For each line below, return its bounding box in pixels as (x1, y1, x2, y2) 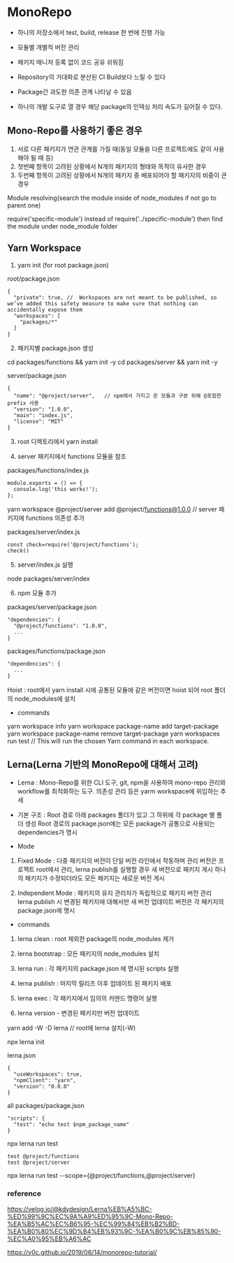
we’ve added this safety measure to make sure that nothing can (7, 300, 198, 307)
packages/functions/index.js (7, 466, 89, 474)
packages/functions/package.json (7, 647, 106, 655)
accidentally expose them (7, 306, 82, 313)
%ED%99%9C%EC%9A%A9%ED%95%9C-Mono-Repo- (7, 1212, 173, 1220)
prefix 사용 (7, 400, 39, 407)
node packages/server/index (7, 574, 90, 583)
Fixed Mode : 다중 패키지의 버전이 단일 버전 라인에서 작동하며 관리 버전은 (17, 856, 217, 865)
